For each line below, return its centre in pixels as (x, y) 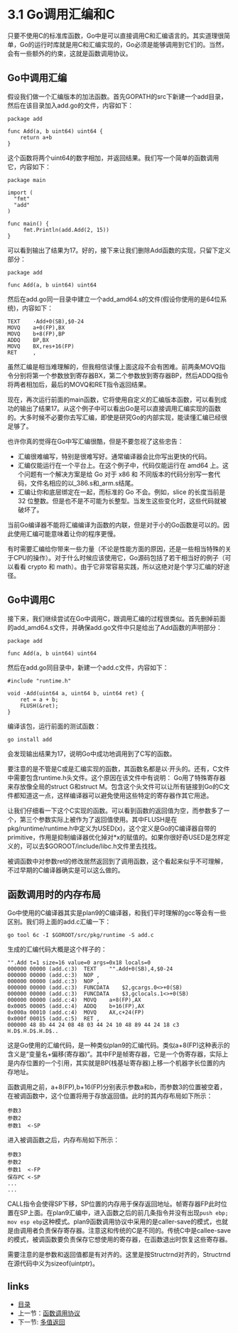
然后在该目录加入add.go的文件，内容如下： (71, 105)
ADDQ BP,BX (28, 340)
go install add (30, 739)
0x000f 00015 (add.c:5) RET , (54, 1019)
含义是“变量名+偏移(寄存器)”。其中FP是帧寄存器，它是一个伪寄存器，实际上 (118, 1054)
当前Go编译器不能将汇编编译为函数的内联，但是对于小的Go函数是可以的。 (115, 525)
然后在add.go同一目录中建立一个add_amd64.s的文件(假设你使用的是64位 (114, 299)
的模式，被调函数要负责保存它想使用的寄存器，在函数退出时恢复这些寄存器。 (119, 1240)
